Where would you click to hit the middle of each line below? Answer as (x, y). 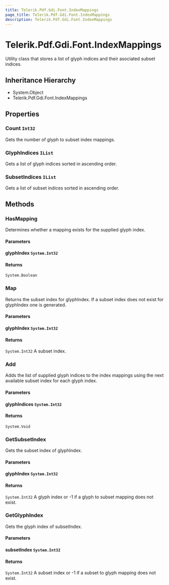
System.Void (18, 427)
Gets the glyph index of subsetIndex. (44, 526)
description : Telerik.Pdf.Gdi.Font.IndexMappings (59, 19)
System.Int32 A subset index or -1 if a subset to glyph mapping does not (81, 573)
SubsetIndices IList (31, 177)
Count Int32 (20, 128)
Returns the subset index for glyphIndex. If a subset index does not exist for (84, 299)
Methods (20, 204)
